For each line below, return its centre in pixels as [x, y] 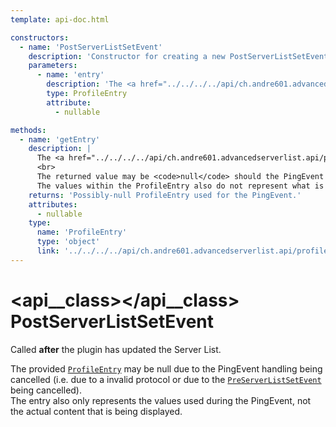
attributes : [53, 204]
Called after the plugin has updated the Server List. [116, 349]
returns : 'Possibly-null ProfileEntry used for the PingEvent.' [165, 195]
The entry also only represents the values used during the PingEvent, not [161, 400]
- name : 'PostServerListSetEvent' [91, 47]
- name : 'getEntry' [60, 139]
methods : [28, 130]
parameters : [53, 66]
